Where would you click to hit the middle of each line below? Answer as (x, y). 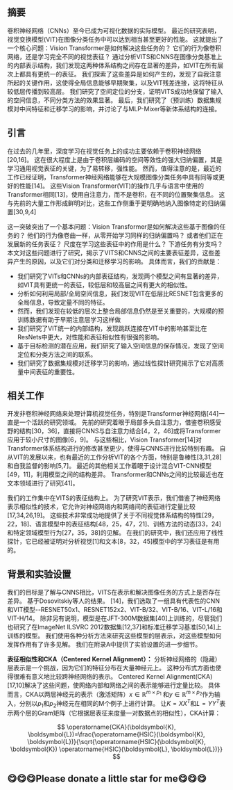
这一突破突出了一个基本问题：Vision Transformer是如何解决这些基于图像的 (113, 226)
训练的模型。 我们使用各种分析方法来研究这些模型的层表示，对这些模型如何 (114, 636)
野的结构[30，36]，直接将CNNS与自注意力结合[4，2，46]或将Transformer (114, 431)
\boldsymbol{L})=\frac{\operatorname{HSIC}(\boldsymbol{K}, (116, 734)
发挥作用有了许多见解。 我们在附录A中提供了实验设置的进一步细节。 (104, 645)
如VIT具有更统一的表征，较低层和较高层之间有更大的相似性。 (104, 284)
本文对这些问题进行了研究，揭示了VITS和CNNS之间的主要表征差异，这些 (111, 252)
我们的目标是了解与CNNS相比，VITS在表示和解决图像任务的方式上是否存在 (114, 592)
